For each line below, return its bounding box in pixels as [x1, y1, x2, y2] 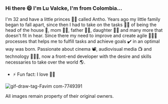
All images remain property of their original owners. [5, 93, 114, 99]
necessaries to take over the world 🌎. [5, 59, 86, 66]
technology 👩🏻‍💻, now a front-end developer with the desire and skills [5, 53, 152, 59]
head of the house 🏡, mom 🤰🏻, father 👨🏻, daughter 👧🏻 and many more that [5, 27, 163, 33]
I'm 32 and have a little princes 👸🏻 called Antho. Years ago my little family [5, 16, 160, 23]
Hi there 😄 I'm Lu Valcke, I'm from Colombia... [5, 5, 122, 12]
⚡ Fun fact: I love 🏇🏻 [12, 71, 55, 77]
